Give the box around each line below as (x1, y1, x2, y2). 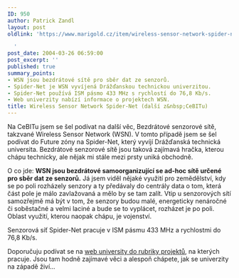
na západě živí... (7, 262, 55, 271)
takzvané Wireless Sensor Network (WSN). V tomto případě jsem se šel (7, 130, 217, 138)
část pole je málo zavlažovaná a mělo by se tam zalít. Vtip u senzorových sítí (7, 190, 231, 197)
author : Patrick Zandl (7, 17, 75, 24)
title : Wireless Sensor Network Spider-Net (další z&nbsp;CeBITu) (7, 103, 208, 110)
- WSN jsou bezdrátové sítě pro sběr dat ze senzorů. (7, 76, 171, 83)
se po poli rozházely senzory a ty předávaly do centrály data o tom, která (7, 182, 222, 190)
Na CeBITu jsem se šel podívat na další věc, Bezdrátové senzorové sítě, (7, 123, 217, 130)
